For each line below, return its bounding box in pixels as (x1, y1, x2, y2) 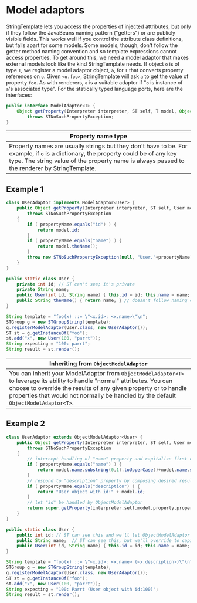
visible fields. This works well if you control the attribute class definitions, (6, 35, 184, 42)
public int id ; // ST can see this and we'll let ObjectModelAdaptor (16, 532, 191, 538)
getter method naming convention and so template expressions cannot (6, 48, 177, 55)
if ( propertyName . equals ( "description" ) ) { (27, 483, 141, 489)
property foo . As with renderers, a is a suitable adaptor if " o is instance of (6, 79, 183, 86)
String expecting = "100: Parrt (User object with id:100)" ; (6, 586, 159, 592)
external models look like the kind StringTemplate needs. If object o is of (6, 60, 180, 67)
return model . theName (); (37, 243, 98, 249)
